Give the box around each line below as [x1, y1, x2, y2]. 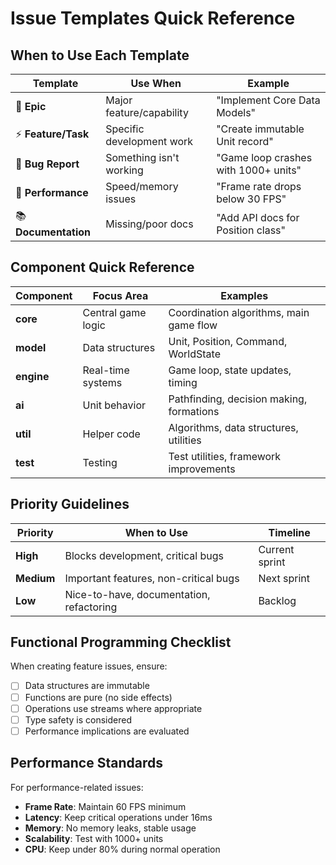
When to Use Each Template [10, 47, 190, 64]
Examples [220, 288, 269, 302]
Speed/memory [105, 180, 179, 193]
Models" [216, 106, 257, 119]
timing [168, 375, 198, 389]
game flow [168, 318, 218, 332]
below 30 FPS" [216, 192, 287, 206]
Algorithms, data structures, [168, 420, 299, 434]
